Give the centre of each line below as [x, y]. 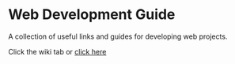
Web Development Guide [92, 15]
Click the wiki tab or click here [57, 51]
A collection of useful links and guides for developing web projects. [118, 36]
